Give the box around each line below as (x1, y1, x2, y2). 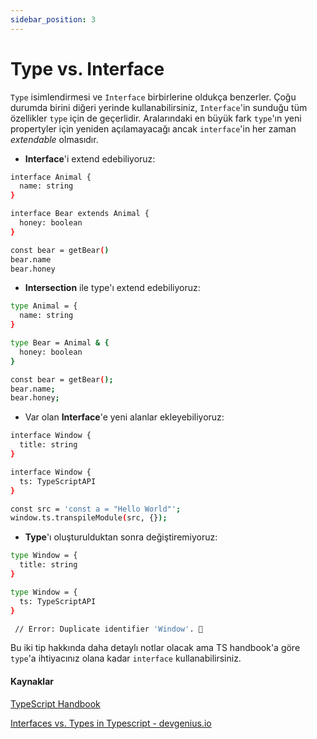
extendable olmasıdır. (10, 133, 99, 145)
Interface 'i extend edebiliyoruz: (24, 152, 156, 165)
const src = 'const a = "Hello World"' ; (10, 504, 182, 514)
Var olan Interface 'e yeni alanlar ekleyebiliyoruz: (24, 411, 225, 423)
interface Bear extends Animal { (10, 209, 150, 219)
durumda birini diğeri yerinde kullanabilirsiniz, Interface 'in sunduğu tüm (10, 101, 308, 113)
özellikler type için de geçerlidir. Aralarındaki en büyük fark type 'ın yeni (10, 112, 302, 124)
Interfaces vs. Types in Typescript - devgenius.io (10, 717, 212, 729)
